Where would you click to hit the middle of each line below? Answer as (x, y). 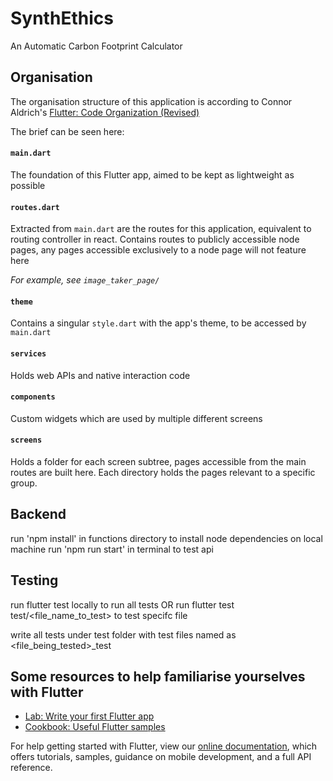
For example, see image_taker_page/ (85, 280)
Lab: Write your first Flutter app (89, 716)
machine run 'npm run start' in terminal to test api (112, 549)
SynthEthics (62, 18)
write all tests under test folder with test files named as (123, 634)
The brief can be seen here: (67, 131)
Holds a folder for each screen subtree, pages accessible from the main (158, 461)
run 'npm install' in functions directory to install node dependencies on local (166, 538)
